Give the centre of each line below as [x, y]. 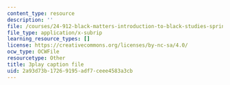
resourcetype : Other [37, 58]
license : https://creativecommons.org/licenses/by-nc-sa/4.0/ [98, 45]
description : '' [30, 20]
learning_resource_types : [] [49, 39]
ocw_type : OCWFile [33, 52]
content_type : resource [41, 13]
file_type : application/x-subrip [55, 33]
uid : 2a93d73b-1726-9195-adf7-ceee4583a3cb [70, 71]
